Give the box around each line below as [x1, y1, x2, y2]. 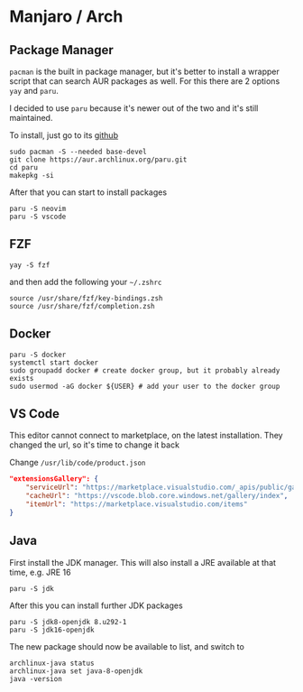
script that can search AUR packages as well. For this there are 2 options [9, 76, 280, 87]
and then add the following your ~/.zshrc [9, 276, 162, 287]
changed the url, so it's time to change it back [9, 439, 180, 450]
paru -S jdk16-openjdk [9, 625, 95, 634]
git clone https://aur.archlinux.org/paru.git [9, 155, 188, 164]
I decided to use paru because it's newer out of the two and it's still [9, 103, 259, 114]
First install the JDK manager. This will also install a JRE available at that [9, 557, 277, 567]
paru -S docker [9, 350, 67, 359]
